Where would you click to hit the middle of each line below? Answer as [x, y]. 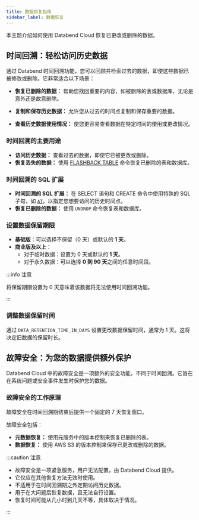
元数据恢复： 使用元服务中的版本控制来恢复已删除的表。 [83, 437]
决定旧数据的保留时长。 [35, 337]
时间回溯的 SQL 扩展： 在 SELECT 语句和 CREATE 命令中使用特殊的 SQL [103, 193]
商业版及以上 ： [33, 247]
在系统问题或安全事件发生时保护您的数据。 [58, 381]
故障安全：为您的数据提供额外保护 [69, 357]
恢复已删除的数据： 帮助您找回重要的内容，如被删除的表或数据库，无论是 [104, 91]
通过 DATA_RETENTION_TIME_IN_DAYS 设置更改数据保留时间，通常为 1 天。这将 [98, 330]
